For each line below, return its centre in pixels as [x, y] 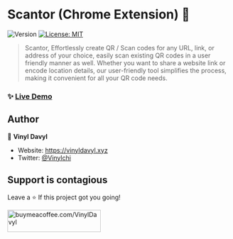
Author [23, 119]
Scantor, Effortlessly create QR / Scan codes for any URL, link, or [119, 48]
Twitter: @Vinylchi [44, 157]
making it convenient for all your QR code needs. [96, 78]
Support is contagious [58, 180]
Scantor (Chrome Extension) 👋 [99, 15]
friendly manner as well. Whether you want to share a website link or [125, 62]
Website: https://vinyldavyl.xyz [63, 150]
